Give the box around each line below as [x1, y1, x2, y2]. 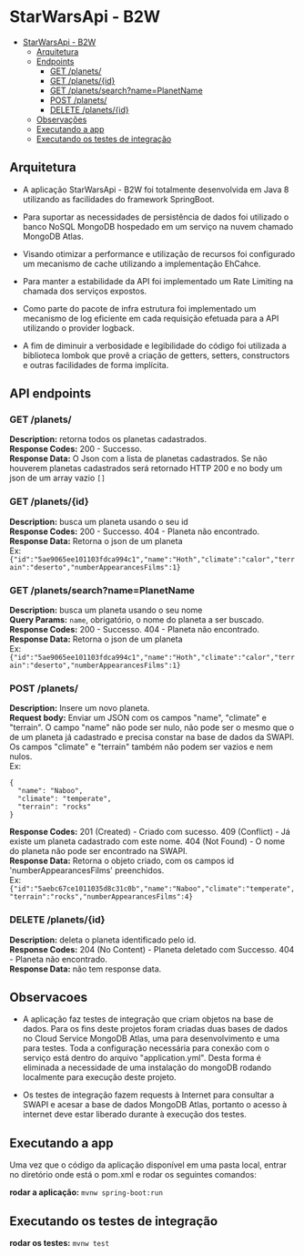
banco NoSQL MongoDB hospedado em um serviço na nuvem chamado [22, 221, 294, 232]
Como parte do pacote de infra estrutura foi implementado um [22, 303, 257, 314]
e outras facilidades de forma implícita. [22, 359, 169, 370]
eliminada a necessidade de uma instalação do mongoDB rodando [22, 1062, 271, 1073]
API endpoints [9, 386, 92, 402]
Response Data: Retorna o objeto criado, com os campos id [9, 855, 235, 867]
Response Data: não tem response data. [9, 963, 162, 974]
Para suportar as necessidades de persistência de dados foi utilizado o [22, 211, 289, 222]
